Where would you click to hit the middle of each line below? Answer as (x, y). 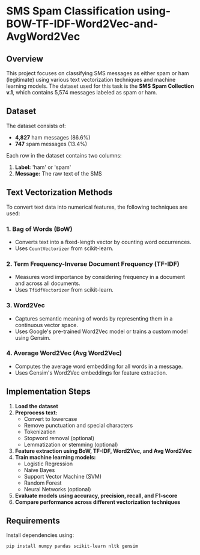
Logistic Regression (48, 464)
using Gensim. (33, 337)
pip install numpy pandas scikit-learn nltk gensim (72, 546)
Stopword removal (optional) (59, 438)
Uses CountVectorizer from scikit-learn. (64, 248)
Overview (25, 59)
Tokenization (40, 432)
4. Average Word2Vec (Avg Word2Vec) (64, 353)
